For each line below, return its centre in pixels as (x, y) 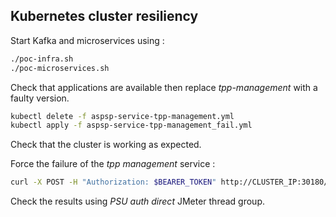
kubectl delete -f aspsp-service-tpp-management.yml (122, 116)
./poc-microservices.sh (60, 68)
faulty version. (40, 98)
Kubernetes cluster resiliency (104, 16)
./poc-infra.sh (42, 59)
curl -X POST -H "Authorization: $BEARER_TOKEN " (113, 182)
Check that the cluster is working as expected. (106, 145)
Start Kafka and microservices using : (87, 40)
